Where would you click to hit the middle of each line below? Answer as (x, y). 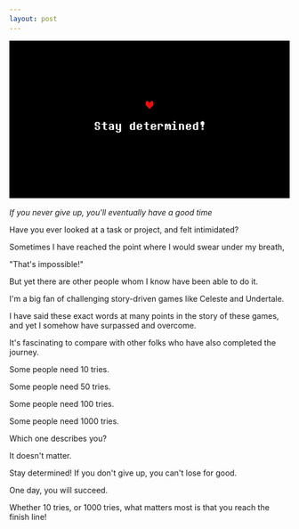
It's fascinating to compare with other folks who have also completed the (143, 343)
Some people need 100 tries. (62, 404)
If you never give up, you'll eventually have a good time (111, 213)
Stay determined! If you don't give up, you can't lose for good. (123, 473)
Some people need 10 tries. (59, 370)
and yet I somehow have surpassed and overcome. (103, 326)
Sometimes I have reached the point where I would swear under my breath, (147, 247)
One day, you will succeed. (59, 491)
